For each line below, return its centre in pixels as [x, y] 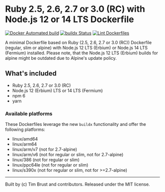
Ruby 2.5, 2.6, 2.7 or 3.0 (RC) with [75, 9]
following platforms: [25, 130]
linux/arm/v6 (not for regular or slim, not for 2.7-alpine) [68, 155]
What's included [31, 74]
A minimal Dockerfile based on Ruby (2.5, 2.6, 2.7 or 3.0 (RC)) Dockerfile [79, 42]
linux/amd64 [25, 139]
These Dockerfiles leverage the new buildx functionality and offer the [76, 124]
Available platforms [29, 114]
